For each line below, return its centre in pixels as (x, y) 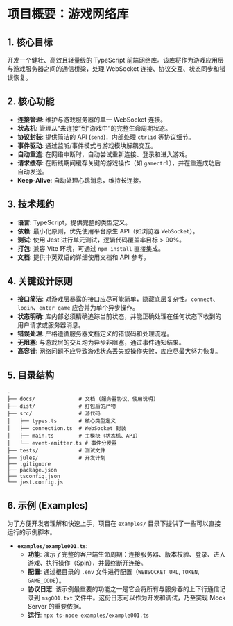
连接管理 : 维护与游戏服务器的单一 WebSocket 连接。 (92, 120)
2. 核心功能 (31, 101)
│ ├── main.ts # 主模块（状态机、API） (74, 436)
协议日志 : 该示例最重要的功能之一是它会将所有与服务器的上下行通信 (123, 589)
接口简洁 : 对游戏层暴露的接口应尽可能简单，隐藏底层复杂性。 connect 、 (118, 299)
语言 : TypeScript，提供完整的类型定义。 (74, 222)
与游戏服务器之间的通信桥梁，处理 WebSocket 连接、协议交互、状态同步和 (113, 69)
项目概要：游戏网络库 (68, 14)
